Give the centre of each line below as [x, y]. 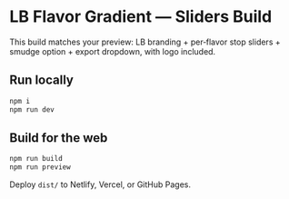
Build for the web [59, 138]
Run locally [42, 80]
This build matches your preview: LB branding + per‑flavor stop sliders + [145, 42]
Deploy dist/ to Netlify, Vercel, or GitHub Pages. [100, 184]
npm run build [36, 159]
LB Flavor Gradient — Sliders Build [141, 17]
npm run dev [32, 109]
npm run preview [40, 167]
